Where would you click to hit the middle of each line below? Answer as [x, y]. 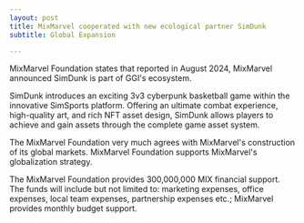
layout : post [34, 18]
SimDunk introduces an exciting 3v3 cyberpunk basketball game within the [150, 96]
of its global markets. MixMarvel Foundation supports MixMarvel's [133, 152]
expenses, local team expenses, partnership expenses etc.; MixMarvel [142, 199]
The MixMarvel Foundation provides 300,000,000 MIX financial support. [145, 179]
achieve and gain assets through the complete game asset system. [135, 125]
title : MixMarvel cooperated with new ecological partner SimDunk [138, 26]
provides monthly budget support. [74, 208]
